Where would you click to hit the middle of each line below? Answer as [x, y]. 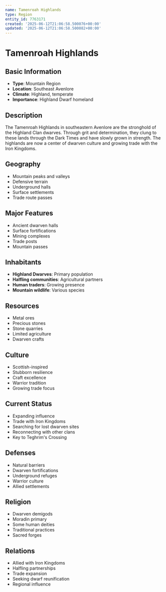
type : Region [19, 14]
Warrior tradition [29, 383]
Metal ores [23, 318]
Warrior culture [28, 481]
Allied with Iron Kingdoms [39, 563]
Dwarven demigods [33, 514]
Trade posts [25, 241]
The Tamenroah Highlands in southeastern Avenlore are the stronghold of [81, 127]
